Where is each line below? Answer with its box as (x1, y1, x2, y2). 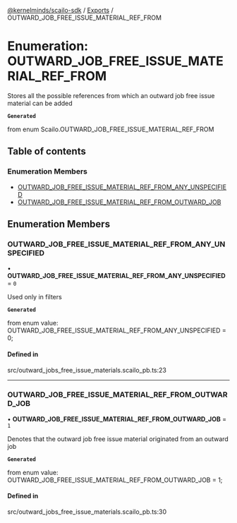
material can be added (7, 99, 73, 107)
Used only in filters (7, 293, 62, 301)
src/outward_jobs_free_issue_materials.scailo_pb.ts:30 (7, 507, 167, 516)
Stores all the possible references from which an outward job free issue (7, 91, 215, 100)
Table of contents (7, 145, 86, 157)
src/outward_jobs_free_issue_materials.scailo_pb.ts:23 (7, 366, 167, 374)
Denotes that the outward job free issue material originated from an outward (7, 434, 229, 443)
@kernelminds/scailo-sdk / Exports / (7, 6, 114, 14)
